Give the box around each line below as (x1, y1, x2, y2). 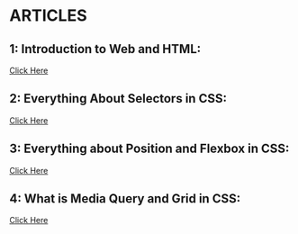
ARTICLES (9, 5, 87, 26)
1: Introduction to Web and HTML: (9, 41, 202, 57)
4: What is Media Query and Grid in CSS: (9, 191, 241, 207)
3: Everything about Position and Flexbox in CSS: (9, 141, 290, 157)
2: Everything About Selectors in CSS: (9, 91, 228, 106)
